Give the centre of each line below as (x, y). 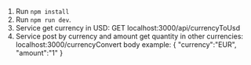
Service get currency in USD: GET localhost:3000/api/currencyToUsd (128, 28)
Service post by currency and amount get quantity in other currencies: (129, 36)
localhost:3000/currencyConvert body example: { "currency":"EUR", (126, 45)
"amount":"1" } (39, 53)
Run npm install (42, 11)
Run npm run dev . (44, 20)
